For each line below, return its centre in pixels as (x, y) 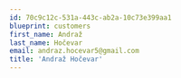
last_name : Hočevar (46, 43)
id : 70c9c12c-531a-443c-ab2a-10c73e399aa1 (90, 17)
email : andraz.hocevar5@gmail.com (75, 51)
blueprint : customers (50, 26)
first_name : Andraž (46, 34)
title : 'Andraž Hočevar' (56, 59)
